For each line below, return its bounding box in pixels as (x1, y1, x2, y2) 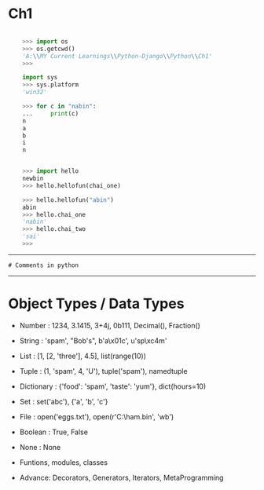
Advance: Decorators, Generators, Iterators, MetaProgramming (19, 473, 224, 482)
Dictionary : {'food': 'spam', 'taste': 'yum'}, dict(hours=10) (19, 382, 207, 391)
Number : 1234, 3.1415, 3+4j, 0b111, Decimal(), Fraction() (19, 320, 200, 330)
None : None (19, 442, 61, 452)
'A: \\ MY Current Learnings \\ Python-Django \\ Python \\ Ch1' (22, 52, 213, 60)
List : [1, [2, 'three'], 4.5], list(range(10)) (19, 351, 147, 360)
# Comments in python (8, 261, 79, 269)
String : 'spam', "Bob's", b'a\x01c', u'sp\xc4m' (19, 335, 167, 346)
